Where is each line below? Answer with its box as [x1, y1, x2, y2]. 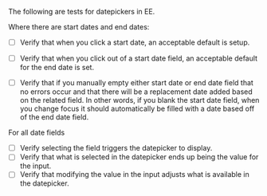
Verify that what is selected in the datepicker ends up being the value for [19, 152, 259, 162]
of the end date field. [19, 112, 89, 122]
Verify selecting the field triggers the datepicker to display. [19, 143, 213, 153]
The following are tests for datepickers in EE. [8, 7, 155, 16]
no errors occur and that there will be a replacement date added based [19, 87, 253, 96]
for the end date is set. [19, 63, 94, 73]
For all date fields [8, 127, 65, 138]
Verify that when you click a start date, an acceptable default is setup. [19, 37, 250, 47]
